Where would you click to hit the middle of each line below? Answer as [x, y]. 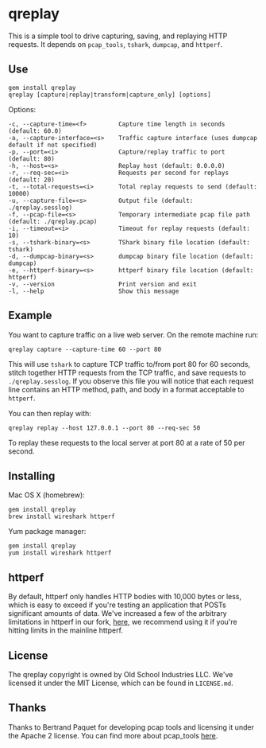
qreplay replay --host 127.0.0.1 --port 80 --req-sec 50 [104, 428]
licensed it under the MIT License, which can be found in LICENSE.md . [121, 683]
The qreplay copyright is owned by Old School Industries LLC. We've [121, 674]
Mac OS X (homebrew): [46, 495]
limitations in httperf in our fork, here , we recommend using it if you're [123, 622]
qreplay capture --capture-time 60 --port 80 [85, 349]
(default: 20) [32, 180]
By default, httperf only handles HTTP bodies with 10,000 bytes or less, [125, 597]
